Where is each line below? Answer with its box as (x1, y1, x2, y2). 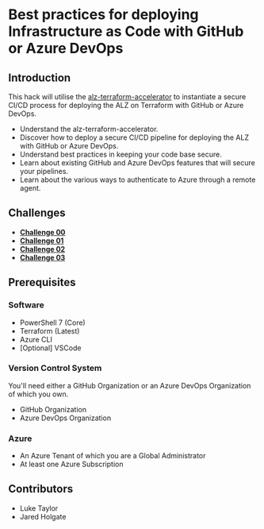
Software (8, 299, 45, 311)
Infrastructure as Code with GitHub (8, 22, 244, 41)
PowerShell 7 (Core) (19, 318, 86, 327)
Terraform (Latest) (19, 326, 80, 335)
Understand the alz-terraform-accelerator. (19, 125, 159, 133)
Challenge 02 (19, 244, 66, 253)
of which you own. (8, 389, 69, 399)
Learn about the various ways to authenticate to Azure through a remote (19, 175, 256, 184)
